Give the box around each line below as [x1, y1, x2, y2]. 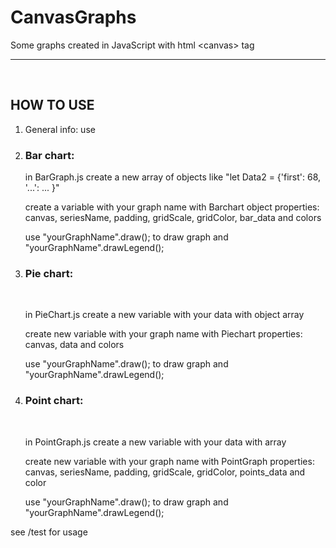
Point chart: [24, 394, 84, 408]
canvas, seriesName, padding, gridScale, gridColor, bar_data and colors [24, 212, 322, 224]
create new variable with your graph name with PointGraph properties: [24, 455, 315, 467]
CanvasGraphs [10, 6, 137, 29]
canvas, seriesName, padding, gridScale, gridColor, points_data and [24, 466, 306, 478]
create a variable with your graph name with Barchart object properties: [24, 201, 320, 213]
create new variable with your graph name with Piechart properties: [24, 328, 303, 340]
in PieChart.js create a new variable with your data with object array [24, 309, 305, 321]
